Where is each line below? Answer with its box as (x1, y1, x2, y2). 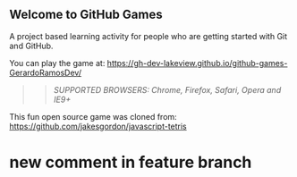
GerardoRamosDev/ (9, 67, 82, 78)
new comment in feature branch (9, 152, 252, 173)
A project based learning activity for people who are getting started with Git (9, 30, 288, 41)
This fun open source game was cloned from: (9, 111, 177, 122)
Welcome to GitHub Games (9, 7, 163, 22)
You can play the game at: (9, 57, 106, 68)
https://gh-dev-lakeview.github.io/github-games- (106, 57, 288, 68)
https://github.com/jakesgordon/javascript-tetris (9, 121, 188, 131)
